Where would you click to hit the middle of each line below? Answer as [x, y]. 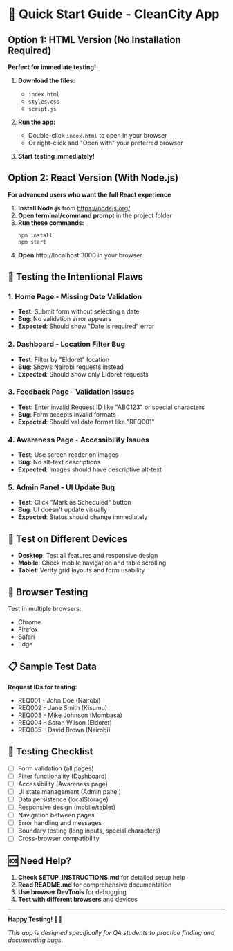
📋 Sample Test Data [53, 667]
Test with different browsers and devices [77, 900]
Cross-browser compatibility [58, 839]
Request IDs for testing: [43, 687]
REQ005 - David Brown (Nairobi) [64, 730]
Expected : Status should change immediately [83, 517]
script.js [43, 109]
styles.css [44, 102]
